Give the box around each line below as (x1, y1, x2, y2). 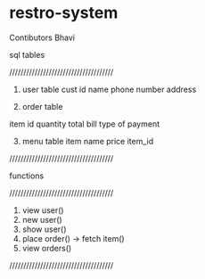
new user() (21, 214, 62, 225)
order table (21, 101, 63, 111)
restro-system (9, 3, 119, 23)
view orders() (21, 242, 72, 253)
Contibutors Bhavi (9, 32, 76, 43)
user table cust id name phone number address (21, 84, 197, 94)
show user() (21, 224, 67, 234)
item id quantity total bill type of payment (9, 119, 160, 129)
